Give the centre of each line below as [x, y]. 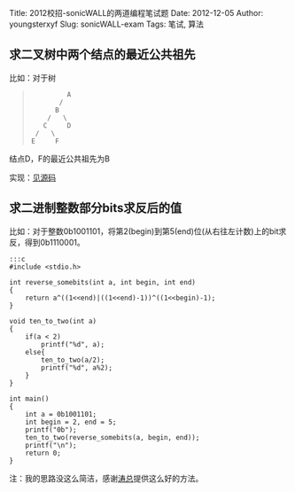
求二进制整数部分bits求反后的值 [96, 208]
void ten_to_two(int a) [53, 321]
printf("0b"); [51, 430]
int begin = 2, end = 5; [71, 422]
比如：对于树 [32, 77]
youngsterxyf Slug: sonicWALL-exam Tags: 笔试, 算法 [106, 24]
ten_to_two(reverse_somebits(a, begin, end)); [113, 437]
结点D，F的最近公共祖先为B [60, 159]
